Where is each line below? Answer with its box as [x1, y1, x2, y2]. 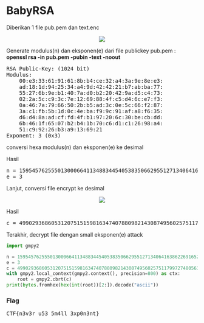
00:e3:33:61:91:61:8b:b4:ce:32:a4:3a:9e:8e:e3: [19, 77, 164, 84]
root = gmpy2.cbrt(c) [17, 276, 72, 283]
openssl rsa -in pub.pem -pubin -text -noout [6, 53, 121, 61]
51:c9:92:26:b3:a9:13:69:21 [19, 126, 103, 133]
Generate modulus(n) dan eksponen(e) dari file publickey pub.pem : [6, 47, 176, 54]
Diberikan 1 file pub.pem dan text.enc [6, 24, 100, 31]
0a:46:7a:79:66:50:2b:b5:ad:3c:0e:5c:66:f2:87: [19, 102, 164, 108]
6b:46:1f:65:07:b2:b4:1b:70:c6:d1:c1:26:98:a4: [19, 120, 164, 127]
